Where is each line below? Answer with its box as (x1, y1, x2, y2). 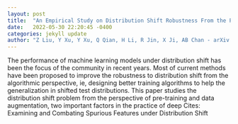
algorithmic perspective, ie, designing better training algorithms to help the (7, 79, 225, 87)
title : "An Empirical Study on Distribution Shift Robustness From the (7, 17, 227, 24)
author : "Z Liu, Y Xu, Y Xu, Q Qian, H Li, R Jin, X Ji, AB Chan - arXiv (7, 37, 230, 44)
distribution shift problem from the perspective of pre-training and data (7, 94, 215, 103)
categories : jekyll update (7, 30, 87, 38)
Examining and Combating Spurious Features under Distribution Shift (7, 109, 208, 118)
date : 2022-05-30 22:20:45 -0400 (7, 23, 113, 30)
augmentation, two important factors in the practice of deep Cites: (7, 101, 200, 110)
